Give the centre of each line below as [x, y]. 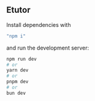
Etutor [18, 10]
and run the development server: [48, 48]
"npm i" [16, 36]
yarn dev [17, 70]
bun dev [16, 93]
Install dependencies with [39, 24]
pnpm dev [17, 82]
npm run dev [21, 59]
